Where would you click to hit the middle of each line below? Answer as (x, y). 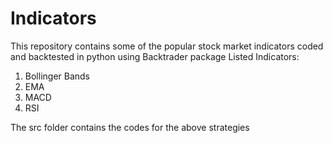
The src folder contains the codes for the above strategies (130, 127)
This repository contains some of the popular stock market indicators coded (167, 46)
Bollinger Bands (57, 76)
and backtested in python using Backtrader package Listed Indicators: (155, 56)
